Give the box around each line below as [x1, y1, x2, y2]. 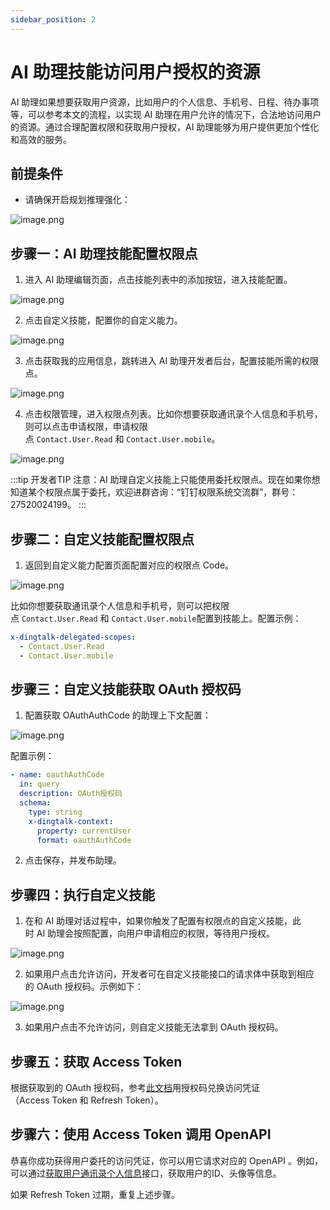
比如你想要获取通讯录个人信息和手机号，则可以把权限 [10, 600, 230, 611]
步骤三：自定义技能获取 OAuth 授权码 [10, 681, 242, 698]
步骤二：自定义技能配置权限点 [10, 531, 195, 548]
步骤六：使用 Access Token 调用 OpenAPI [10, 1126, 272, 1143]
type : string [28, 807, 83, 817]
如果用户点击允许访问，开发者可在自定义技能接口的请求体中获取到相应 [24, 968, 315, 980]
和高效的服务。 [10, 133, 72, 145]
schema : [19, 798, 52, 808]
